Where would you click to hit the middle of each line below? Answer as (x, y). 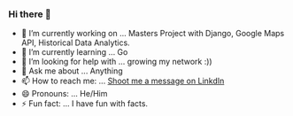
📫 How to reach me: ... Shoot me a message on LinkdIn (123, 81)
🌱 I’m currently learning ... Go (74, 52)
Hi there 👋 (30, 14)
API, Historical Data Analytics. (75, 43)
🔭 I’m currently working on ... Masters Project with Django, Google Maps (153, 34)
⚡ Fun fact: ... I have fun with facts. (84, 104)
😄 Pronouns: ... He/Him (64, 94)
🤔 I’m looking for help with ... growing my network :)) (117, 62)
